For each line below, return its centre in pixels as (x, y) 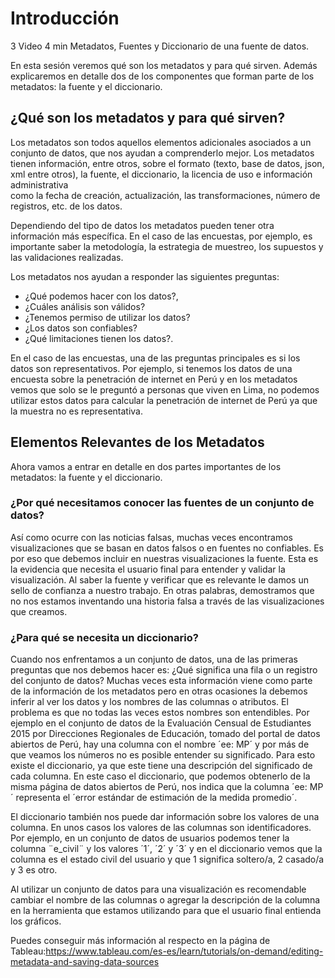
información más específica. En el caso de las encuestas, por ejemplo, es (161, 236)
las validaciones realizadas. (67, 257)
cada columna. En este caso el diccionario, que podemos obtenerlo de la (160, 776)
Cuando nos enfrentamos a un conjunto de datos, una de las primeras (154, 659)
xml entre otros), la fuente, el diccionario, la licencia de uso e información (161, 174)
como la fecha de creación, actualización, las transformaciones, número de (165, 195)
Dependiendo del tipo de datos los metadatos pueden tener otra (142, 225)
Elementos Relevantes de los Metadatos (137, 442)
